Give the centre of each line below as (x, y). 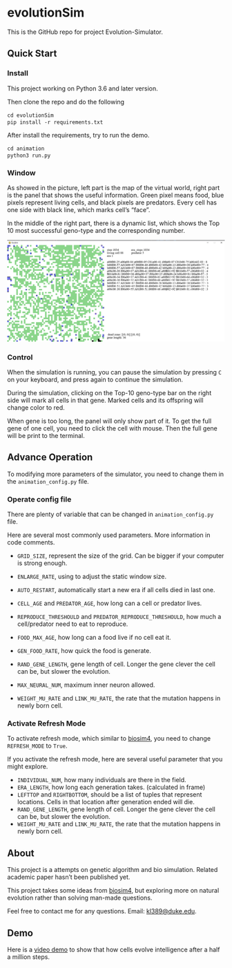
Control (20, 357)
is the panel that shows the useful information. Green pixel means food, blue (116, 195)
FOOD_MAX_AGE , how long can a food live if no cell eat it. (94, 638)
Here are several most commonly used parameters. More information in (109, 535)
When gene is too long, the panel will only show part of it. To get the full (109, 421)
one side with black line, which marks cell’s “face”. (79, 209)
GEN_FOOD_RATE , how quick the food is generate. (84, 651)
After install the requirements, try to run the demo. (78, 135)
